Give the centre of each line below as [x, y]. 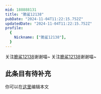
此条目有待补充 [28, 74]
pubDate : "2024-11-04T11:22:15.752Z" [44, 19]
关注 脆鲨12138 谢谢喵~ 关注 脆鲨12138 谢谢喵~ [51, 56]
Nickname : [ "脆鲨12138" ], [40, 38]
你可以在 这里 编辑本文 [27, 87]
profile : [14, 28]
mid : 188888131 [21, 10]
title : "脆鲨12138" [25, 14]
